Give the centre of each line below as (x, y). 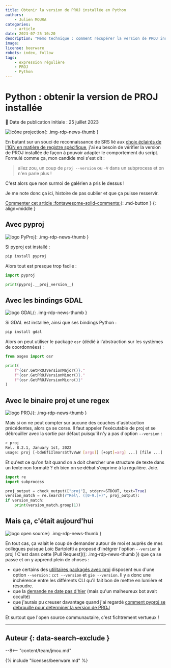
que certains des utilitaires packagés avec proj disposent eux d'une (83, 569)
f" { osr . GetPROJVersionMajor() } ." (50, 370)
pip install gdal (24, 332)
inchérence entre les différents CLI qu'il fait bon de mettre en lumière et (88, 580)
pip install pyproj (26, 256)
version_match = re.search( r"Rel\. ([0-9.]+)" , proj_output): (73, 496)
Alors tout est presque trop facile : (41, 266)
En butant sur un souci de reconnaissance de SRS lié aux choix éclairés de (83, 141)
